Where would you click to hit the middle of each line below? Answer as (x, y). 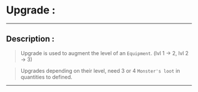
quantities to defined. (46, 77)
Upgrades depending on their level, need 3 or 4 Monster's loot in (100, 70)
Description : (30, 39)
